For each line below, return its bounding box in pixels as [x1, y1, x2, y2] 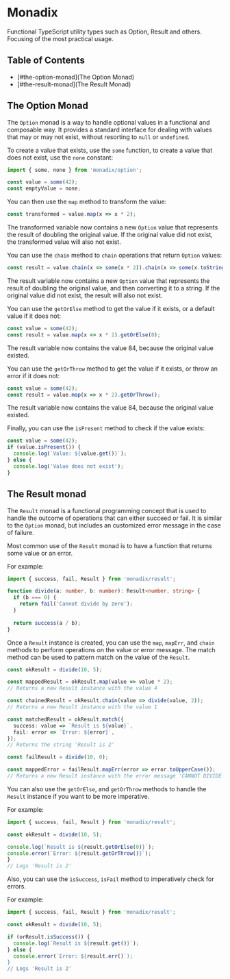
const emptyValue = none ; [7, 185, 81, 193]
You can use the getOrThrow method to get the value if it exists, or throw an [7, 364, 218, 373]
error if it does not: [7, 371, 60, 380]
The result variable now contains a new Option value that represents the [7, 276, 210, 285]
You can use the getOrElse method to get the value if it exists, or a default [7, 304, 215, 312]
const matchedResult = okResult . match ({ [7, 716, 125, 723]
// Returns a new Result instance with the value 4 [7, 685, 157, 692]
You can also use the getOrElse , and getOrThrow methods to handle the [7, 784, 207, 793]
